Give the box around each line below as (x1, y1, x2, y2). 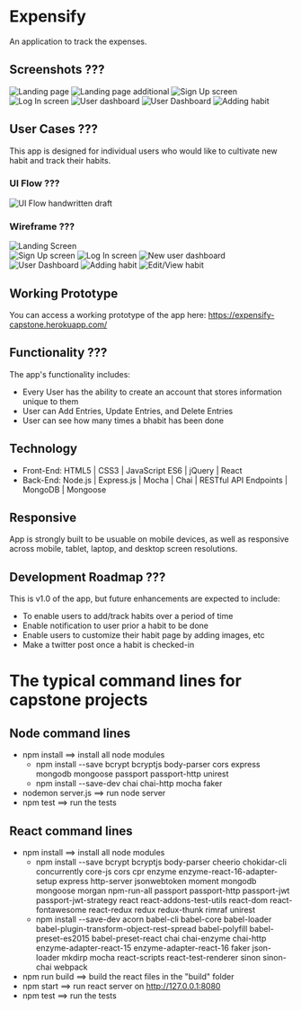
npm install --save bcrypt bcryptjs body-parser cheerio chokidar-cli (35, 856, 288, 868)
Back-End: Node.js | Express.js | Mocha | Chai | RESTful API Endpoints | (22, 474, 288, 485)
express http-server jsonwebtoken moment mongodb (58, 876, 257, 887)
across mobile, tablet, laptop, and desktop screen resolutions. (9, 544, 238, 554)
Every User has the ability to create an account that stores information (22, 386, 283, 397)
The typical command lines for (9, 671, 243, 691)
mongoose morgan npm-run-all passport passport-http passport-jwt (35, 885, 290, 896)
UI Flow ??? (9, 177, 60, 190)
